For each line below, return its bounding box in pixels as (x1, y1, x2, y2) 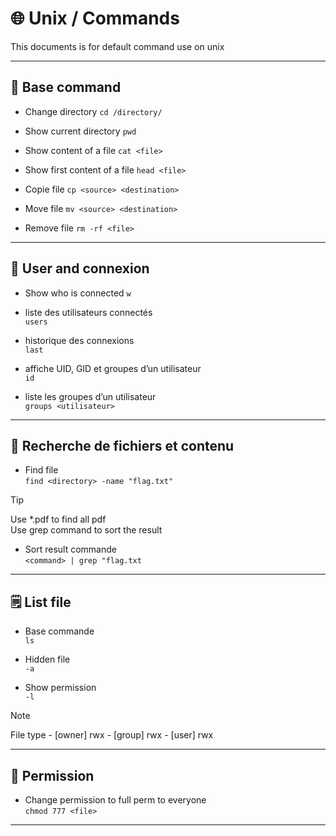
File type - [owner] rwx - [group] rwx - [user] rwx (10, 729, 214, 741)
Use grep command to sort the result (10, 524, 163, 536)
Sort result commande (24, 543, 117, 556)
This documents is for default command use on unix (10, 40, 225, 52)
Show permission (24, 682, 97, 694)
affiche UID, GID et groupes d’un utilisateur (24, 362, 202, 374)
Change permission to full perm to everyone (24, 794, 207, 806)
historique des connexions (24, 334, 135, 346)
